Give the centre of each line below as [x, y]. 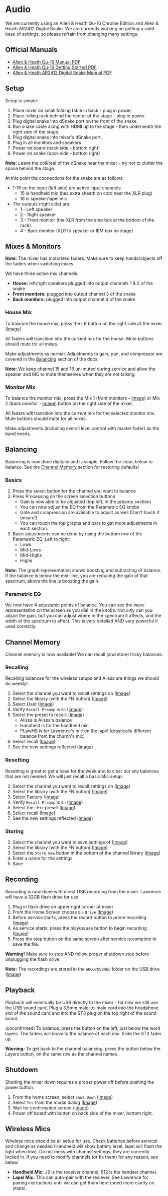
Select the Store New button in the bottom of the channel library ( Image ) [87, 853]
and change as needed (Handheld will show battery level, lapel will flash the [83, 1146]
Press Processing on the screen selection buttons [64, 497]
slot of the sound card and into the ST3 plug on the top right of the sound [81, 1013]
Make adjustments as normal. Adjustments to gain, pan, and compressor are [84, 354]
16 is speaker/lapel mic [44, 198]
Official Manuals [31, 50]
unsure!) [29, 518]
